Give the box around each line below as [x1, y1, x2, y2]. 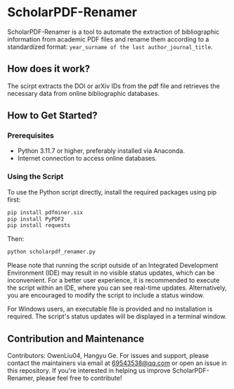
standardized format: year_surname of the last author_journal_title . [7, 42, 213, 51]
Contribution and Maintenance [7, 333, 145, 345]
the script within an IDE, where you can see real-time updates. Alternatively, [7, 283, 227, 292]
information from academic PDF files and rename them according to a [7, 35, 209, 43]
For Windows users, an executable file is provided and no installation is [7, 304, 213, 314]
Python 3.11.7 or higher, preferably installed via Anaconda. [17, 147, 185, 155]
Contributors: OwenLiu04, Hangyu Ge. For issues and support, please [7, 352, 209, 360]
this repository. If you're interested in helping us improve [7, 366, 171, 375]
